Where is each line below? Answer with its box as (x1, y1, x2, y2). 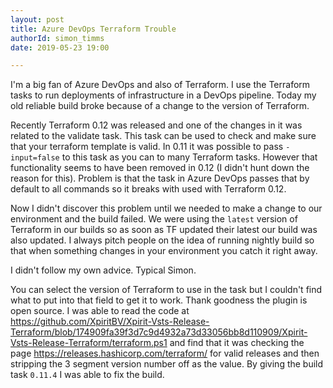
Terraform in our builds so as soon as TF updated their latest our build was (10, 224, 318, 236)
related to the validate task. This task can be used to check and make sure (10, 130, 317, 142)
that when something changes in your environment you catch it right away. (10, 245, 318, 257)
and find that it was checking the (169, 337, 305, 349)
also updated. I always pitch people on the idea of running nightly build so (10, 234, 315, 246)
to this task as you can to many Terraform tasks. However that (61, 151, 318, 163)
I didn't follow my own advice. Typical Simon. (10, 264, 197, 276)
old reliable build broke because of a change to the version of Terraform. (10, 100, 310, 112)
